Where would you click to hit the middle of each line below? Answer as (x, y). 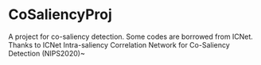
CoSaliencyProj (60, 15)
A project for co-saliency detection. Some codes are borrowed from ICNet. (130, 36)
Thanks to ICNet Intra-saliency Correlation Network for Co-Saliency (119, 44)
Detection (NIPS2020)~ (47, 53)
